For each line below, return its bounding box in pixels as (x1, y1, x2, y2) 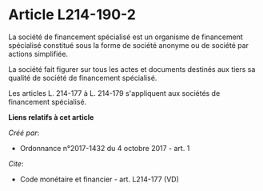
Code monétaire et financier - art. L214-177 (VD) (19, 174, 180, 184)
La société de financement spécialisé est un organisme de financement (8, 32, 244, 42)
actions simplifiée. (8, 49, 69, 58)
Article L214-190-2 (8, 6, 136, 24)
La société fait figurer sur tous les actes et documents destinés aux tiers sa (8, 64, 256, 74)
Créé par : (8, 128, 40, 137)
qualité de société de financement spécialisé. (8, 73, 157, 82)
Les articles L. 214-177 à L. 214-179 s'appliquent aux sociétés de (8, 88, 221, 97)
